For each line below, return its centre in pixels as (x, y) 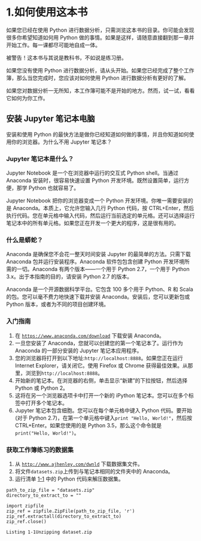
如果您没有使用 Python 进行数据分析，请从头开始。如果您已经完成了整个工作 (100, 70)
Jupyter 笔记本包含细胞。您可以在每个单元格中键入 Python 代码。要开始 (103, 410)
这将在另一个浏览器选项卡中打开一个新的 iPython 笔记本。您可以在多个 (102, 395)
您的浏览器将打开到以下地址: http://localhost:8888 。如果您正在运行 (99, 358)
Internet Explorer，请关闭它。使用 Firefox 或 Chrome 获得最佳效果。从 (101, 365)
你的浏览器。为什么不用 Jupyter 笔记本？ (62, 142)
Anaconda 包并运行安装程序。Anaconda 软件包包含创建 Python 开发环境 (95, 262)
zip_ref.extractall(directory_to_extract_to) (64, 516)
